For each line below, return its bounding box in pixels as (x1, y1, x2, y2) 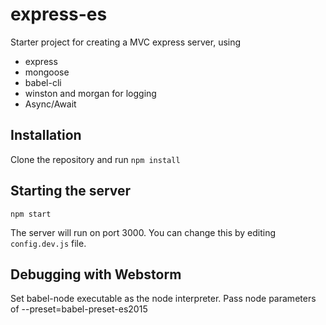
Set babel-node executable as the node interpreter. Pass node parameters (10, 293, 317, 305)
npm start (10, 209, 52, 219)
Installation (10, 127, 82, 144)
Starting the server (10, 183, 132, 200)
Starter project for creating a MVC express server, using (10, 36, 242, 48)
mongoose (24, 66, 70, 78)
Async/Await (24, 98, 77, 110)
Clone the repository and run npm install (10, 153, 181, 165)
